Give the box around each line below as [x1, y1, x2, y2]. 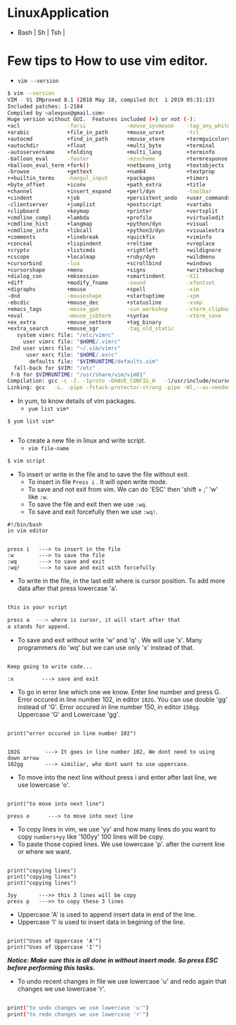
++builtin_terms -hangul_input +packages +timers [7, 174, 209, 182]
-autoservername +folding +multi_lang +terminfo [7, 148, 216, 155]
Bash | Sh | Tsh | [17, 28, 65, 37]
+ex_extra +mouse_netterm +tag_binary [7, 319, 162, 326]
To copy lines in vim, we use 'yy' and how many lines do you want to [17, 825, 216, 833]
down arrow [7, 754, 39, 761]
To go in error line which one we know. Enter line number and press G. [17, 687, 221, 696]
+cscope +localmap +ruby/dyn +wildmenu [7, 253, 216, 260]
